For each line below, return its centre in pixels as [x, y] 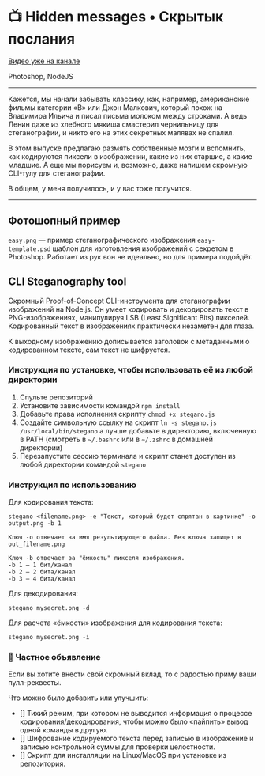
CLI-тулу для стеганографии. [57, 173]
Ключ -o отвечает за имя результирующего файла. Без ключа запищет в [125, 538]
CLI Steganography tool [67, 282]
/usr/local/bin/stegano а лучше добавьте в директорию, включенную [138, 430]
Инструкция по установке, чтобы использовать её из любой [131, 370]
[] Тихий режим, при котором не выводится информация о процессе [136, 714]
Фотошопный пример [64, 221]
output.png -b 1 [35, 524]
